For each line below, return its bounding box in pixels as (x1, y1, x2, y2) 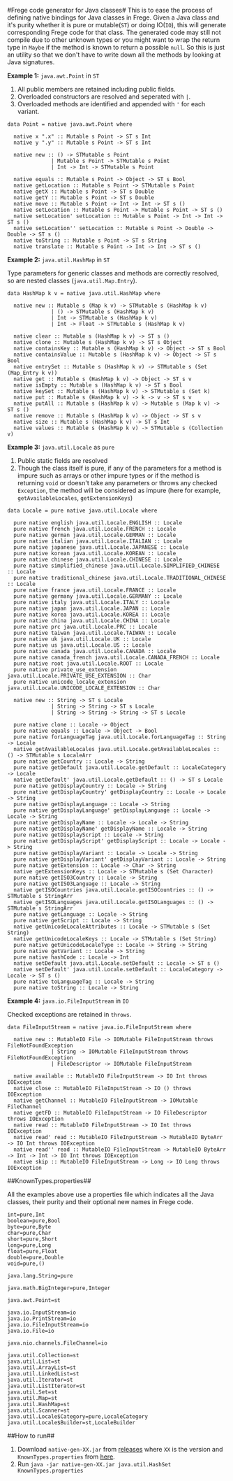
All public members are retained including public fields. (17, 85, 176, 93)
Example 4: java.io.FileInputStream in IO (7, 996, 129, 1005)
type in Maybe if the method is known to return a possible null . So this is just (7, 43, 225, 51)
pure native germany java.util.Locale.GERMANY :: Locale (13, 593, 183, 600)
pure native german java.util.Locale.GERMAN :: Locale (13, 531, 176, 538)
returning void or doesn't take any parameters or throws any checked (17, 479, 218, 487)
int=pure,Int (7, 1211, 45, 1218)
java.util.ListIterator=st (7, 1382, 86, 1389)
